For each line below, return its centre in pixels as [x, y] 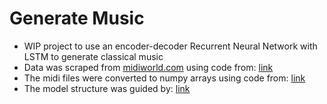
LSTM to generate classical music [93, 56]
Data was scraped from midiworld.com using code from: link [148, 67]
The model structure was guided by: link [107, 88]
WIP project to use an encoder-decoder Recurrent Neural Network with [170, 46]
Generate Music [77, 18]
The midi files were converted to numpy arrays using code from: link [164, 78]
